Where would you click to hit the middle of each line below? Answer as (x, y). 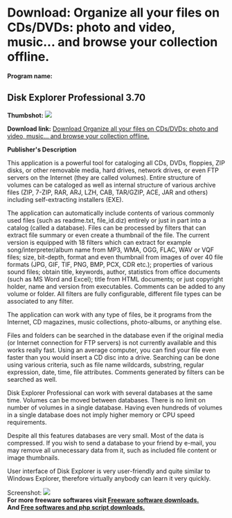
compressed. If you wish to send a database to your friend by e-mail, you (112, 443)
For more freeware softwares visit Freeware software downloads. (103, 500)
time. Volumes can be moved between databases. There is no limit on (106, 400)
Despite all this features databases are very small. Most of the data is (106, 435)
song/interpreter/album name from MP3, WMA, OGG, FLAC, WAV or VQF (111, 250)
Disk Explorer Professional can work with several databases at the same (110, 393)
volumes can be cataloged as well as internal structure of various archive (111, 185)
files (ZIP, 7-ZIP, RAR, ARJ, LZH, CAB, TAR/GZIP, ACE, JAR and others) (108, 192)
